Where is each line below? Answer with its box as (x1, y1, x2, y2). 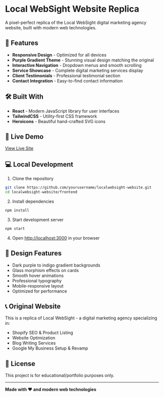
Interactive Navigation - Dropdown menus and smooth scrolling (12, 62, 142, 68)
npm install (5, 208, 29, 213)
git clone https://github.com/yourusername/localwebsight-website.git (5, 185, 152, 190)
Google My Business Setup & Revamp (12, 345, 88, 351)
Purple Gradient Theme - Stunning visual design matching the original (12, 57, 154, 63)
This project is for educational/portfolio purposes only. (5, 373, 115, 378)
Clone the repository (12, 176, 54, 182)
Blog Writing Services (12, 340, 56, 346)
